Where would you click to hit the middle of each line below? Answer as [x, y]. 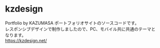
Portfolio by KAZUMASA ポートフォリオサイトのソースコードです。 [72, 23]
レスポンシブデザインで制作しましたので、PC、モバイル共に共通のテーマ [78, 29]
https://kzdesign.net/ [26, 40]
